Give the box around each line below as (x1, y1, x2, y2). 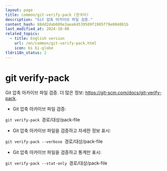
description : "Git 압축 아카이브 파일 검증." (5, 17, 93, 22)
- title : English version (10, 36, 65, 41)
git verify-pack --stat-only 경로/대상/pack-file (5, 160, 108, 166)
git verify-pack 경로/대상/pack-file (5, 117, 80, 123)
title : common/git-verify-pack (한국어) (5, 12, 89, 17)
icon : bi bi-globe (14, 45, 53, 51)
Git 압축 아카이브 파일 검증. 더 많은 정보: (5, 90, 85, 96)
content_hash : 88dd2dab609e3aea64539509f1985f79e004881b (5, 21, 129, 27)
